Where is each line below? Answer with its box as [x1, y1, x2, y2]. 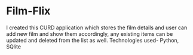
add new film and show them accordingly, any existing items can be [6, 30, 173, 37]
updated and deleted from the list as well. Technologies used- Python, [6, 36, 179, 44]
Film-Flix [6, 4, 51, 18]
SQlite [6, 43, 22, 50]
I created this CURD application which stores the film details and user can [6, 24, 188, 31]
